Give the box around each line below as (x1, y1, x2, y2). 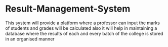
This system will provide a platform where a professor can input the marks (5, 20, 160, 26)
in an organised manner (5, 36, 55, 42)
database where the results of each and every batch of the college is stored (5, 30, 163, 36)
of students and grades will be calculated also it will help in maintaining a (5, 25, 157, 31)
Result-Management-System (5, 3, 131, 15)
